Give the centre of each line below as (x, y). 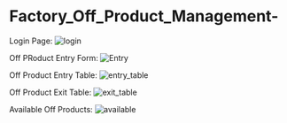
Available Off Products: (51, 109)
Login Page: (31, 41)
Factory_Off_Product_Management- (144, 16)
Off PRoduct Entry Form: (54, 58)
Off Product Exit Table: (50, 92)
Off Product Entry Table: (53, 75)
